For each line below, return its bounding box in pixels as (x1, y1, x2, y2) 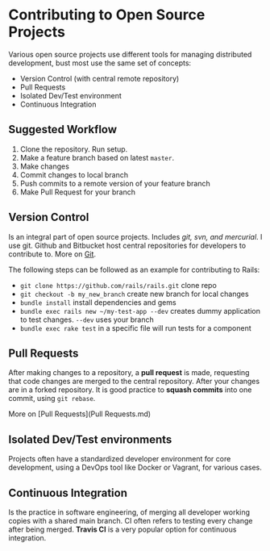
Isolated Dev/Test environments (8, 432, 172, 446)
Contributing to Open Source (8, 6, 206, 24)
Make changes (19, 161, 70, 171)
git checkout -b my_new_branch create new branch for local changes (19, 289, 249, 298)
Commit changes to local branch (19, 169, 129, 179)
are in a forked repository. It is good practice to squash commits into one (8, 385, 252, 394)
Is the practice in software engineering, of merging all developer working (8, 507, 251, 517)
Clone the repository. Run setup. (19, 144, 128, 154)
